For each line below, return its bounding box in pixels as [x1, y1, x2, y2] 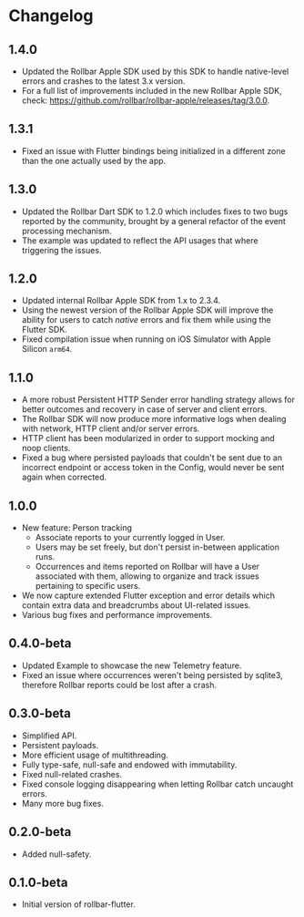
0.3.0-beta [8, 706, 72, 721]
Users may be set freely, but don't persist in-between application [35, 541, 279, 552]
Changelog [8, 5, 94, 26]
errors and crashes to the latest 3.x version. [21, 76, 186, 87]
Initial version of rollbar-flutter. [21, 899, 136, 910]
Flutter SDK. [21, 325, 67, 335]
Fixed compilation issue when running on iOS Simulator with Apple [21, 334, 271, 345]
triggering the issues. [21, 244, 102, 255]
